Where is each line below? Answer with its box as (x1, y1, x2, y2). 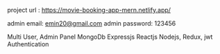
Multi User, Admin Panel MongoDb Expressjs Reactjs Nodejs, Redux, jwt (7, 33, 213, 41)
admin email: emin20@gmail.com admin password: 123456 (7, 19, 176, 27)
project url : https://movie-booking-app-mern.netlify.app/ (7, 6, 171, 14)
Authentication (7, 40, 49, 48)
